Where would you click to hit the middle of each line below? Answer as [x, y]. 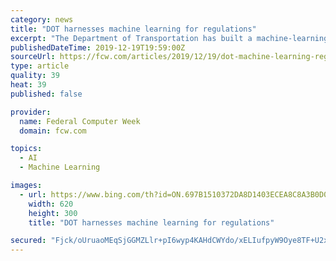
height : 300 [53, 213]
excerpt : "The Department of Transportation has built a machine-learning [169, 38]
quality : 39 [35, 76]
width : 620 [51, 204]
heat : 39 [28, 85]
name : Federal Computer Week [80, 121]
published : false [46, 94]
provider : [31, 112]
